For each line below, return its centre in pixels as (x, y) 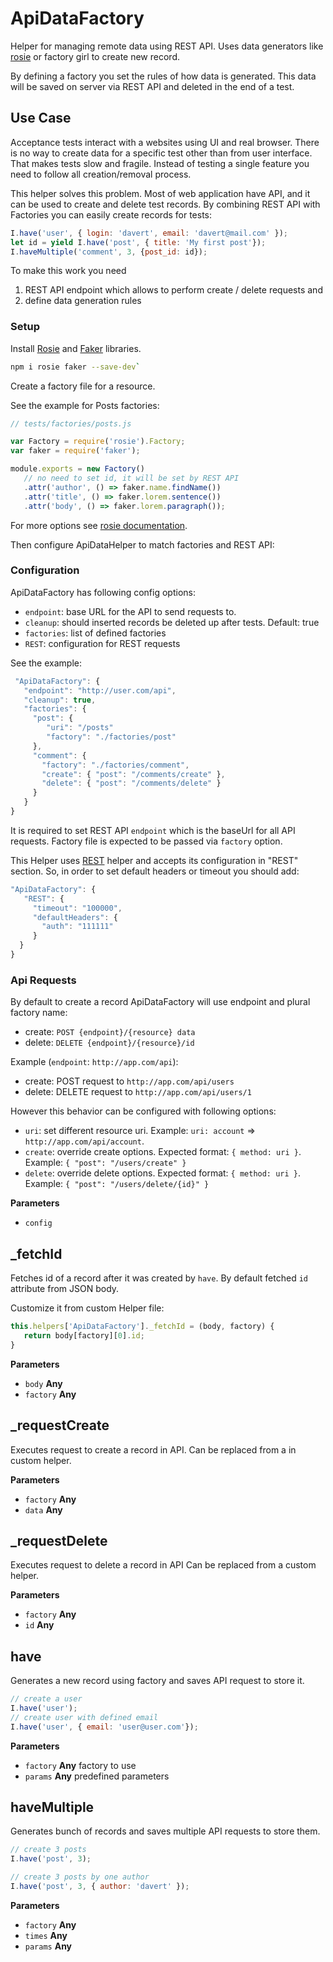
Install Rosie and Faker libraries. (76, 348)
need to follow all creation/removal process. (101, 174)
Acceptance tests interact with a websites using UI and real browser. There (165, 142)
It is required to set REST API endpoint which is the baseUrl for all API (153, 830)
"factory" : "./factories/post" (111, 737)
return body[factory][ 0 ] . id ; (84, 1335)
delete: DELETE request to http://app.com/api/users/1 (138, 1092)
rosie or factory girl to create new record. (95, 56)
